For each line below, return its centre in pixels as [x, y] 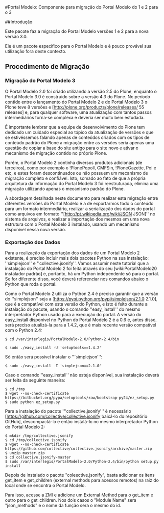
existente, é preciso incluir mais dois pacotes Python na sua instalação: [77, 258]
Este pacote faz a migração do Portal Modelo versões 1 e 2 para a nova [77, 31]
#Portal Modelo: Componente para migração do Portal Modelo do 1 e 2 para [82, 7]
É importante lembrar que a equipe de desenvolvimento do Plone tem [75, 127]
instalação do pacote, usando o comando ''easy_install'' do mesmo [73, 309]
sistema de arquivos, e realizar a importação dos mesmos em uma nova [78, 219]
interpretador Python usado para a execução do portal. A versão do [73, 314]
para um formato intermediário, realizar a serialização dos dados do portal [80, 209]
